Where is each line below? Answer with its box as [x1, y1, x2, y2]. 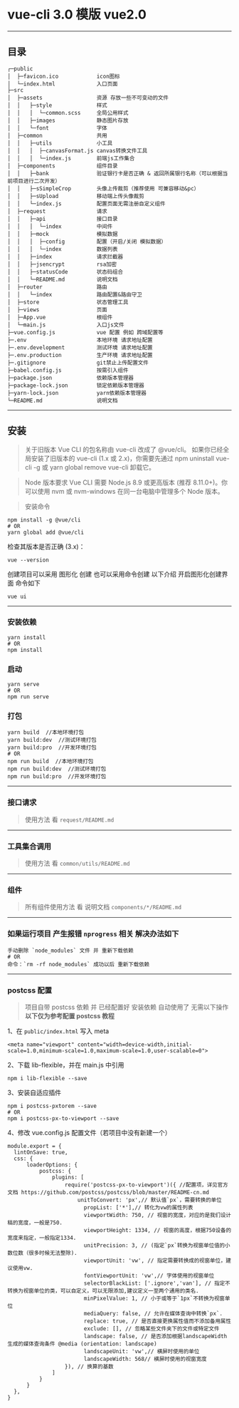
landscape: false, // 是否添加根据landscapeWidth [83, 1332, 228, 1340]
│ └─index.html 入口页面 [7, 80, 119, 88]
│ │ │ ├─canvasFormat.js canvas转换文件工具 [7, 147, 148, 154]
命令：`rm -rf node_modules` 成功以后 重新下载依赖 [7, 961, 150, 968]
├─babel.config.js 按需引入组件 [7, 366, 129, 374]
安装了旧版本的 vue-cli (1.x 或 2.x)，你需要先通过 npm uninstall [31, 454, 215, 462]
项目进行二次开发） [12, 177, 60, 185]
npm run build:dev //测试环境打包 [7, 765, 107, 773]
